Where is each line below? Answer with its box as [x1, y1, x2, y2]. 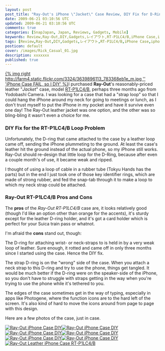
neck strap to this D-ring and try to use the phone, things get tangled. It [5, 265, 150, 271]
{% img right [5, 71, 31, 76]
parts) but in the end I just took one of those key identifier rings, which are [5, 171, 155, 177]
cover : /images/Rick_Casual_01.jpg [5, 48, 78, 53]
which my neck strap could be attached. [5, 182, 87, 188]
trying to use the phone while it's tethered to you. [5, 280, 105, 286]
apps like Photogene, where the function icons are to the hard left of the [5, 295, 151, 301]
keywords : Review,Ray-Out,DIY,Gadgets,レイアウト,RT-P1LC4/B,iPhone [5, 35, 145, 40]
